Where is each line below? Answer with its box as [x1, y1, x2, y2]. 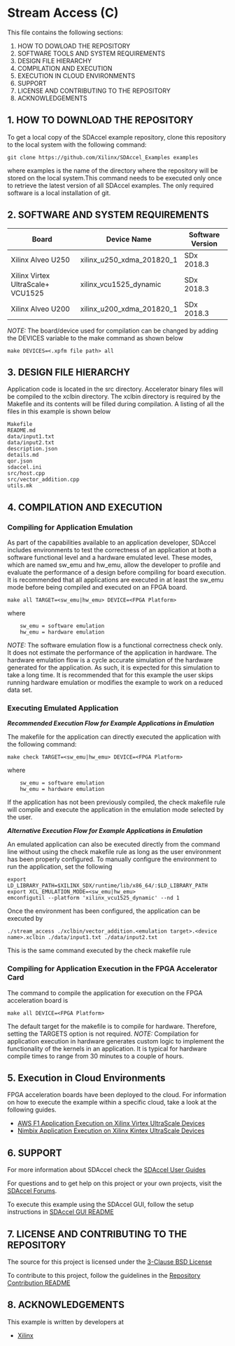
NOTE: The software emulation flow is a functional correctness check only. [7, 641, 223, 650]
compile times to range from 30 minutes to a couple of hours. [7, 1051, 184, 1060]
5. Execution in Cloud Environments [7, 1072, 166, 1084]
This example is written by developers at [7, 1317, 124, 1326]
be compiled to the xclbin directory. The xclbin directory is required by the [7, 392, 221, 401]
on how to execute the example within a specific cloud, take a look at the [7, 1098, 217, 1107]
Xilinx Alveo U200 [10, 304, 70, 314]
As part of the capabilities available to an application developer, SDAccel [7, 538, 216, 547]
